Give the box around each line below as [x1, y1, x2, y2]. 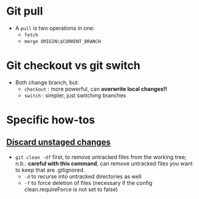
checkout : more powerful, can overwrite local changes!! [24, 85, 167, 93]
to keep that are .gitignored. [15, 166, 85, 173]
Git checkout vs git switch [6, 59, 141, 72]
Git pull [6, 4, 43, 18]
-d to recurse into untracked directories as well [24, 172, 142, 180]
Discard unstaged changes [6, 137, 111, 147]
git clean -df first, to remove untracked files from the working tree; [15, 153, 187, 161]
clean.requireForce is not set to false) [24, 186, 118, 193]
